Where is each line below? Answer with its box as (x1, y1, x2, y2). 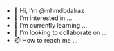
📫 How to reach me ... (13, 37, 78, 44)
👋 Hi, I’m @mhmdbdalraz (13, 7, 85, 14)
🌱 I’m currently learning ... (13, 21, 88, 29)
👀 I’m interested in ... (13, 14, 73, 22)
